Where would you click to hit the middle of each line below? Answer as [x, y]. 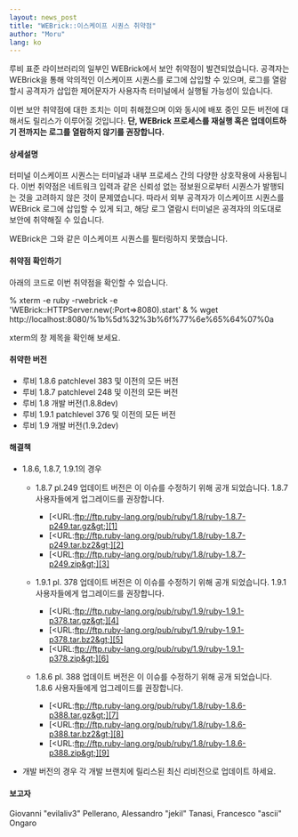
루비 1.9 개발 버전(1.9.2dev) [70, 425]
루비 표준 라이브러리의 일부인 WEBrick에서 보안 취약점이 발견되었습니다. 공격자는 [149, 68]
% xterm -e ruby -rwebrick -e [64, 300]
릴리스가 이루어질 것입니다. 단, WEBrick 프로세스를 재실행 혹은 [141, 121]
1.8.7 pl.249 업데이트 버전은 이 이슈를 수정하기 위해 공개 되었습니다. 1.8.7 [162, 488]
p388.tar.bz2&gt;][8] [86, 734]
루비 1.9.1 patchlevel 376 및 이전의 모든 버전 [99, 414]
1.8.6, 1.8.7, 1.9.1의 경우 [62, 469]
